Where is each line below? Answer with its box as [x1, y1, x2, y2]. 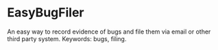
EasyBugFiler [7, 5, 84, 21]
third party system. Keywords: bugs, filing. [7, 34, 127, 42]
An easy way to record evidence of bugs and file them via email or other [7, 27, 211, 36]
